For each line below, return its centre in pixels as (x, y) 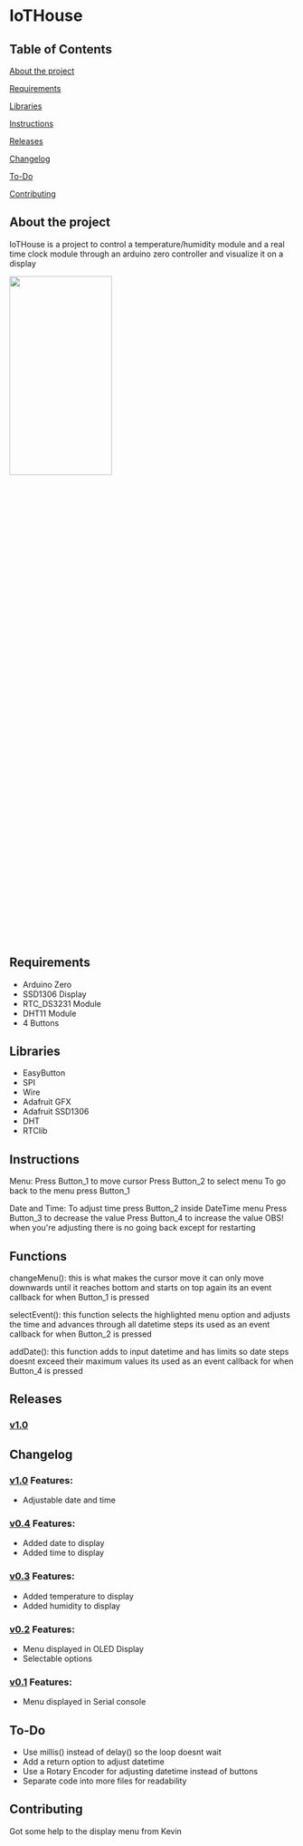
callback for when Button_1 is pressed (80, 1298)
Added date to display (63, 1543)
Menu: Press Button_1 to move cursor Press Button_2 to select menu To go (148, 1181)
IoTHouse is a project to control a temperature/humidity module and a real (147, 244)
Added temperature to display (78, 1596)
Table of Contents (61, 49)
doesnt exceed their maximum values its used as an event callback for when (151, 1361)
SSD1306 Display (55, 994)
